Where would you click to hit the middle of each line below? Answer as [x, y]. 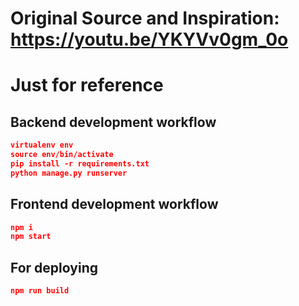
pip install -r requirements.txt [80, 163]
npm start [31, 237]
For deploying [54, 267]
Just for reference [87, 85]
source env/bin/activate [62, 155]
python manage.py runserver [69, 173]
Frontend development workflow [114, 204]
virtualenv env [42, 145]
